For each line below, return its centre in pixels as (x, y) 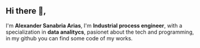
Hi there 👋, (26, 11)
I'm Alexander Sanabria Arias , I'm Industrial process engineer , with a (94, 25)
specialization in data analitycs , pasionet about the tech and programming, (100, 32)
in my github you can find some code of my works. (69, 38)
